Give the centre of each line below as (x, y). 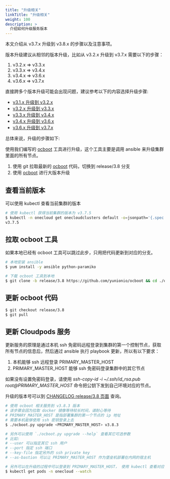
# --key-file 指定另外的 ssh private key (48, 453)
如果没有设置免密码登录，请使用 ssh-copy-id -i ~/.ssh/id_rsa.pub (73, 379)
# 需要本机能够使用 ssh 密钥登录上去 (40, 420)
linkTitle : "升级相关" (28, 15)
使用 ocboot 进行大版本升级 (41, 173)
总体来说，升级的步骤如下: (33, 139)
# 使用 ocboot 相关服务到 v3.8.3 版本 (42, 406)
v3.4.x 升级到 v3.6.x (33, 121)
